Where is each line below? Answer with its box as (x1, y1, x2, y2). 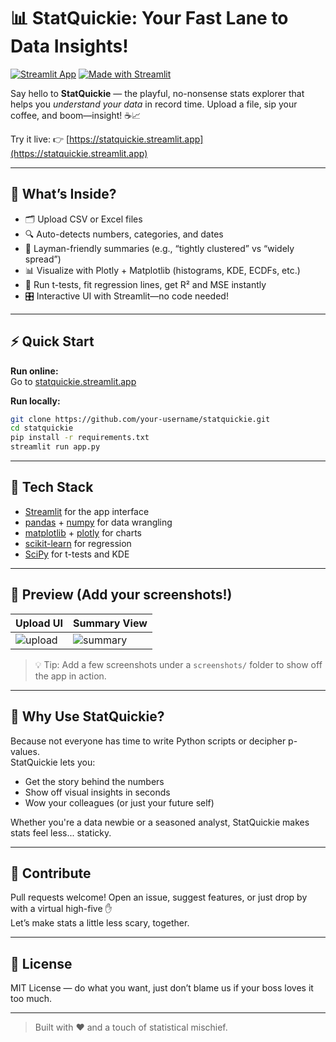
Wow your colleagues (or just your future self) (24, 796, 215, 809)
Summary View (72, 616, 148, 630)
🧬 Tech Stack (10, 479, 94, 496)
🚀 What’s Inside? (10, 186, 117, 203)
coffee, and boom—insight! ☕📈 (10, 109, 142, 121)
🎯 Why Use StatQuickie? (10, 708, 165, 725)
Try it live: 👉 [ (10, 133, 70, 145)
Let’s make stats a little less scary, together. (10, 917, 190, 929)
